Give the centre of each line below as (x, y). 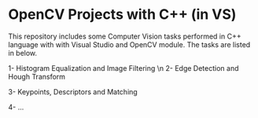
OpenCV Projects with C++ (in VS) (122, 15)
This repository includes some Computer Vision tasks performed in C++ (125, 36)
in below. (23, 53)
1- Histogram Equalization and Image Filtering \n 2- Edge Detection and (123, 68)
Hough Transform (37, 76)
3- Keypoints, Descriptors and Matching (73, 91)
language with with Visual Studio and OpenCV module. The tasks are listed (129, 44)
